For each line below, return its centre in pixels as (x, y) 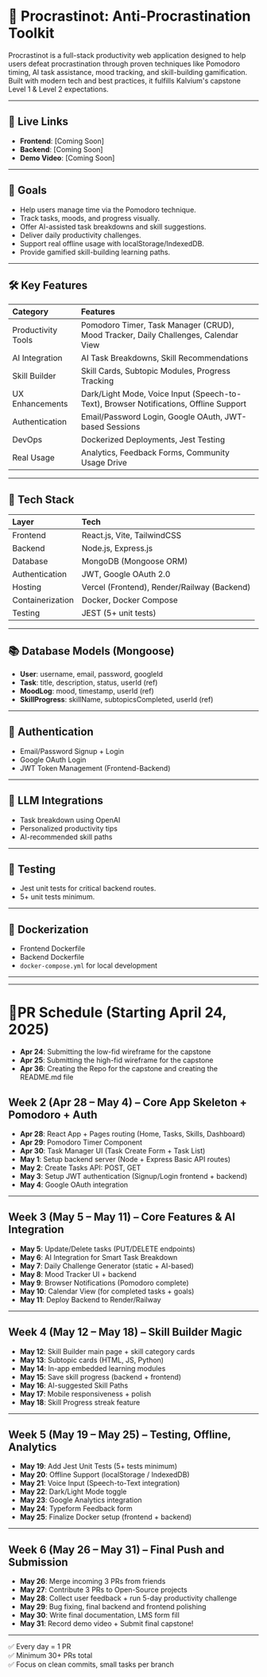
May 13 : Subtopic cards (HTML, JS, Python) (92, 1360)
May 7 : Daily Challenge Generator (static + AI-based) (107, 1266)
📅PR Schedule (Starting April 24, (118, 1013)
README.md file (46, 1077)
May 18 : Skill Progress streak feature (80, 1402)
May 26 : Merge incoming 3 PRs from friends (93, 1581)
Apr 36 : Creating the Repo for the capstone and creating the (119, 1069)
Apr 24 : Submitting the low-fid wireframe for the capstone (115, 1052)
